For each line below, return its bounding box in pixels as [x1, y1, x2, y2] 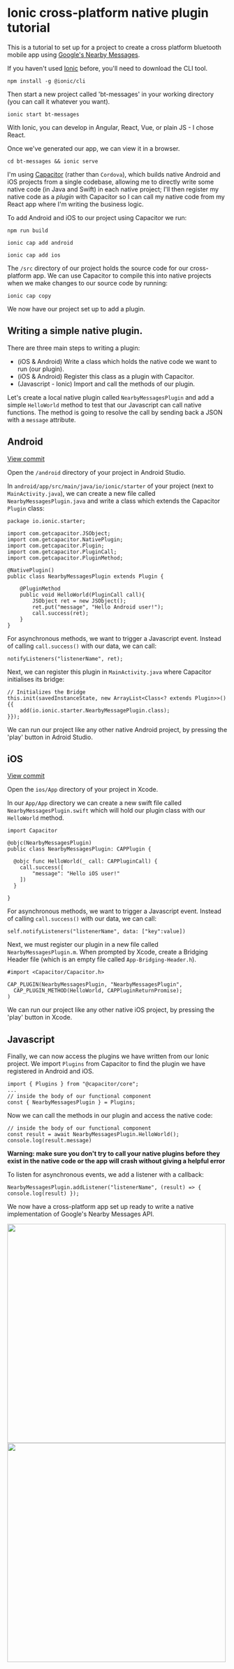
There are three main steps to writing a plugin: [7, 344, 140, 352]
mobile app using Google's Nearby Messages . [7, 50, 140, 59]
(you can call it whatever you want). [7, 97, 110, 106]
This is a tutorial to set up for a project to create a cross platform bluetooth [7, 43, 221, 51]
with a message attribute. [7, 415, 76, 424]
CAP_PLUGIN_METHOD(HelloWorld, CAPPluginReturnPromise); [13, 987, 183, 994]
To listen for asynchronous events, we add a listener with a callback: [7, 1170, 204, 1179]
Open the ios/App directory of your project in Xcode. [7, 785, 159, 794]
